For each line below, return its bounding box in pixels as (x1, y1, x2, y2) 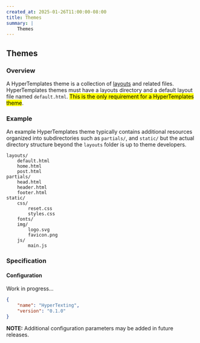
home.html (17, 163, 42, 169)
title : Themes (6, 15, 42, 21)
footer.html (17, 190, 47, 196)
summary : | (6, 20, 34, 26)
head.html (17, 179, 42, 185)
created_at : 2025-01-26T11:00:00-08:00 (6, 8, 107, 15)
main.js (28, 243, 47, 249)
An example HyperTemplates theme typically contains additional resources (6, 128, 193, 136)
